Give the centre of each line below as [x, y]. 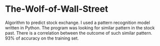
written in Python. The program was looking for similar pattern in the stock [80, 27]
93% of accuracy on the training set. [42, 38]
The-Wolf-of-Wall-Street [57, 9]
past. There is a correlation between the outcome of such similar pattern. [79, 33]
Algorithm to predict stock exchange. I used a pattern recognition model [78, 23]
